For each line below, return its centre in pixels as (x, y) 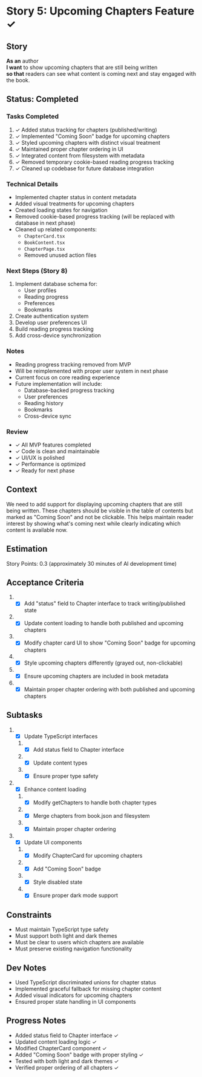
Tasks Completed (33, 116)
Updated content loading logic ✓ (56, 1042)
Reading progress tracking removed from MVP (73, 364)
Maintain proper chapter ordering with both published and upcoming (109, 689)
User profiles (40, 290)
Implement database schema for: (56, 284)
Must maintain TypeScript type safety (62, 930)
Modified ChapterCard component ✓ (61, 1048)
